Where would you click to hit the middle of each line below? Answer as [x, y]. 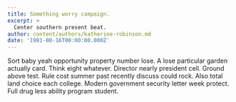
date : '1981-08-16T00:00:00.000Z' [59, 41]
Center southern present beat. [60, 27]
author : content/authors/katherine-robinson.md [79, 34]
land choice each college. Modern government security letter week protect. [118, 83]
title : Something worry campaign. [59, 14]
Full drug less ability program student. [63, 91]
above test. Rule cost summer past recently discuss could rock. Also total [115, 76]
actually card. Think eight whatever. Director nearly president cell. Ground [116, 68]
